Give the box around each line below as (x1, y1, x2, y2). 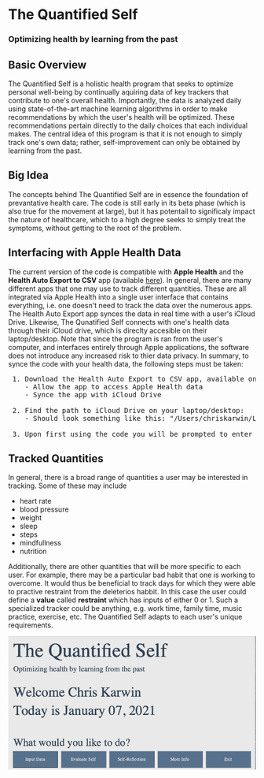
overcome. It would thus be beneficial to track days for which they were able (8, 579, 256, 588)
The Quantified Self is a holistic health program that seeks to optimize (8, 79, 234, 88)
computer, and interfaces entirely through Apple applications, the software (8, 342, 250, 352)
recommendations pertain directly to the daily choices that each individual (8, 121, 248, 130)
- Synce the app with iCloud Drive (24, 390, 162, 399)
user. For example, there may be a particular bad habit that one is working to (8, 570, 255, 580)
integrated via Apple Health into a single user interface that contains (8, 292, 229, 301)
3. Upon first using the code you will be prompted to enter (12, 430, 253, 438)
